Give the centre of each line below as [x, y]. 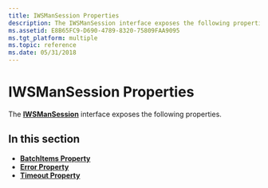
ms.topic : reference [43, 45]
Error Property [44, 166]
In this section [44, 139]
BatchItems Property [55, 158]
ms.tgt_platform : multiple [53, 38]
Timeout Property [50, 175]
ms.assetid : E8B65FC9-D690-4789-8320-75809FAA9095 [94, 30]
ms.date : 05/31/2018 [43, 53]
